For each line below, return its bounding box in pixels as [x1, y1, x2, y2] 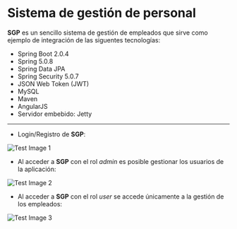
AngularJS [17, 102, 48, 110]
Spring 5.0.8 [17, 57, 54, 65]
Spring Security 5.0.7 [17, 72, 79, 81]
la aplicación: [17, 165, 56, 173]
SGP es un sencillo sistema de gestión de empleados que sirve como [7, 28, 208, 37]
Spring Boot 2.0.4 [17, 49, 69, 58]
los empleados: [17, 199, 62, 208]
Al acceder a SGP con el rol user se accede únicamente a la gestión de [17, 192, 224, 201]
